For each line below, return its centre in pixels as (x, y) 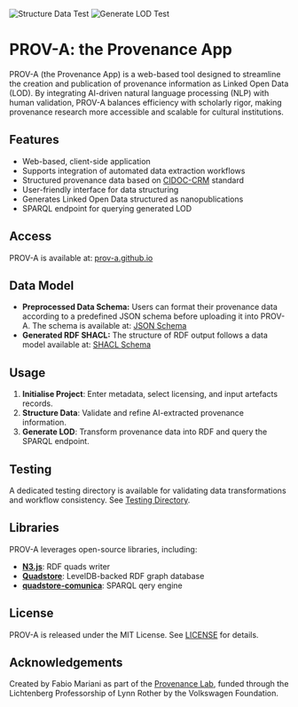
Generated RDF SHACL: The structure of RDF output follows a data (145, 335)
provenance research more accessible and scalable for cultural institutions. (146, 112)
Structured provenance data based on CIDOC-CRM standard (133, 180)
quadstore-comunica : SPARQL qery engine (102, 585)
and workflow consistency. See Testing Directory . (100, 500)
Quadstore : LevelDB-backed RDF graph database (113, 576)
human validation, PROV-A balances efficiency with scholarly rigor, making (145, 102)
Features (34, 140)
